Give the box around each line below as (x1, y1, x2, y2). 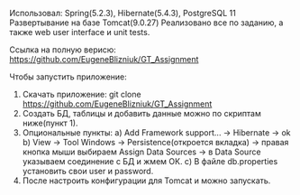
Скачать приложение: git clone (22, 89, 141, 99)
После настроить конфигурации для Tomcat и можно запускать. (22, 175, 271, 186)
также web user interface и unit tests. (9, 27, 150, 37)
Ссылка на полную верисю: (9, 44, 117, 55)
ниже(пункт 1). (22, 117, 78, 128)
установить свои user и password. (22, 166, 154, 176)
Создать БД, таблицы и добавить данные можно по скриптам (22, 108, 261, 118)
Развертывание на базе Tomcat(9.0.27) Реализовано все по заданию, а (9, 17, 284, 28)
